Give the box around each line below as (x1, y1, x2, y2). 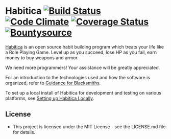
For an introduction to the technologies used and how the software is (5, 74, 151, 80)
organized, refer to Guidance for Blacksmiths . (5, 80, 101, 86)
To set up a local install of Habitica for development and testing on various (5, 89, 162, 96)
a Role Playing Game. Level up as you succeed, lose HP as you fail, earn (5, 49, 157, 55)
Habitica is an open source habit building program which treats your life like (5, 43, 164, 50)
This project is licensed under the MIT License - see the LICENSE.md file (12, 123, 166, 130)
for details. (12, 129, 36, 135)
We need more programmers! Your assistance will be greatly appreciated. (5, 64, 160, 71)
